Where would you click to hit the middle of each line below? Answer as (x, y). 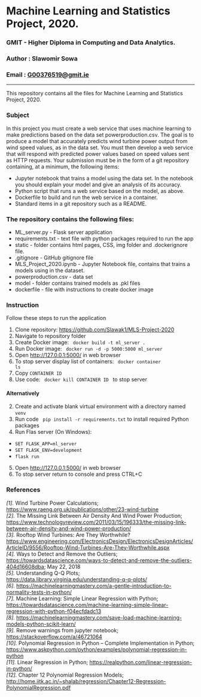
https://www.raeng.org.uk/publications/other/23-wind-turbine (83, 509)
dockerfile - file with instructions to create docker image (84, 289)
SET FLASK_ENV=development (48, 451)
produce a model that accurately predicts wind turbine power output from (97, 141)
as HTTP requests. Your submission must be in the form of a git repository (98, 160)
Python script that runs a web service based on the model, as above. (100, 191)
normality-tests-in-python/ (39, 592)
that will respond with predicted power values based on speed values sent (98, 153)
